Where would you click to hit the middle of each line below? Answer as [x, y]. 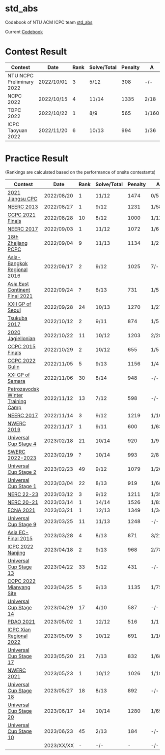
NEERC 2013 [23, 206]
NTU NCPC [21, 75]
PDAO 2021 [21, 622]
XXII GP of [19, 304]
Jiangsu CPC [23, 198]
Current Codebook [24, 32]
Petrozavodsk [23, 389]
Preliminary [21, 82]
